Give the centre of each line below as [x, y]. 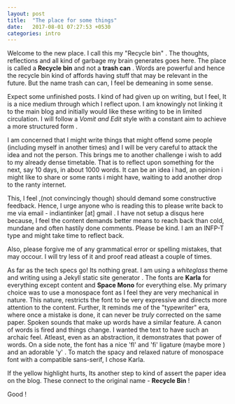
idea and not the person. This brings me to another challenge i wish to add [114, 155]
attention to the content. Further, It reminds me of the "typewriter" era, [108, 308]
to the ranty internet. [37, 185]
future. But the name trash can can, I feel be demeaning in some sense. [110, 83]
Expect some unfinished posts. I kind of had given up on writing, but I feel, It [117, 97]
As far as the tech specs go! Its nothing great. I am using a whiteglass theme [117, 270]
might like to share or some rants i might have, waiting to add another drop [115, 177]
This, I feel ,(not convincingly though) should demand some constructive [112, 198]
